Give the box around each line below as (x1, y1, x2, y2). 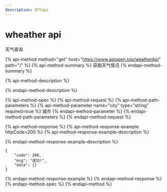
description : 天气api (5, 7, 49, 13)
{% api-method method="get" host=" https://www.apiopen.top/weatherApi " (5, 56, 161, 62)
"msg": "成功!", (14, 158, 47, 163)
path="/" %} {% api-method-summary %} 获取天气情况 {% (5, 62, 127, 68)
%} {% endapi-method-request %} (59, 114, 131, 120)
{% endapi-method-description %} (5, 87, 78, 93)
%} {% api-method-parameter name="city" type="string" (30, 102, 149, 108)
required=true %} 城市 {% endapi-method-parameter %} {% (5, 108, 130, 114)
